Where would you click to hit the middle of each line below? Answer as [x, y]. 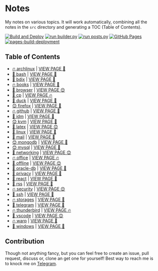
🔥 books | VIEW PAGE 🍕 [36, 84]
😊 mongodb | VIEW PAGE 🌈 [40, 142]
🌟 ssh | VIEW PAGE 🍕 [33, 194]
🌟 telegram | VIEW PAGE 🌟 [38, 205]
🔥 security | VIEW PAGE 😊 [39, 189]
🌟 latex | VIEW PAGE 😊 [35, 126]
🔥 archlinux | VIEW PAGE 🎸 [39, 68]
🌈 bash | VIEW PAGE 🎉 [34, 74]
